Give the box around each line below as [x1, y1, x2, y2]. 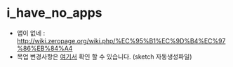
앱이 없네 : [16, 29, 46, 37]
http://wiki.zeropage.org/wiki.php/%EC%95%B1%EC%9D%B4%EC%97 [16, 36, 226, 45]
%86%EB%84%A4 [16, 44, 73, 52]
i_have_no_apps [6, 5, 102, 21]
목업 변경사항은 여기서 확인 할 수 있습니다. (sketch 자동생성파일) [16, 52, 192, 61]
